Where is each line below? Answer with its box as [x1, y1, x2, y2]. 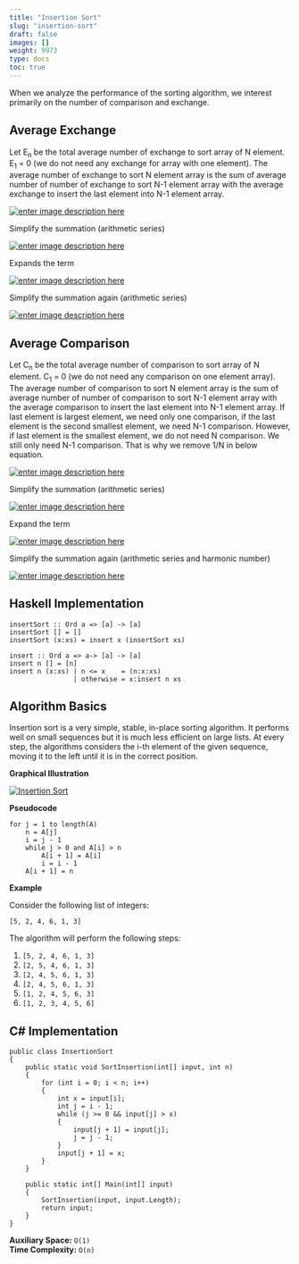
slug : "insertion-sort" [9, 21, 98, 30]
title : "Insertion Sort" [9, 13, 102, 22]
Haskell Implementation [9, 596, 145, 612]
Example [9, 883, 43, 893]
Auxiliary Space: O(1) [9, 1235, 91, 1246]
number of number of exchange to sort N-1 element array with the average [9, 180, 284, 190]
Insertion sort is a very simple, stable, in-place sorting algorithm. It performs [9, 723, 290, 733]
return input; [41, 1203, 94, 1213]
